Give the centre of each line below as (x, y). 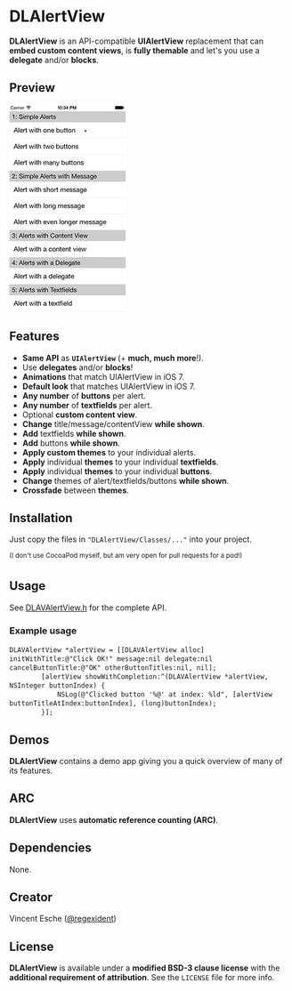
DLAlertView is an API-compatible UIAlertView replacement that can (137, 41)
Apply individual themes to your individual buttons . (117, 471)
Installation (41, 518)
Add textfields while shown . (74, 433)
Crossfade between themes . (75, 490)
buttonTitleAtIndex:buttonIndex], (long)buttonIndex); (113, 704)
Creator (31, 897)
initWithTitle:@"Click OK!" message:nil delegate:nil (111, 659)
